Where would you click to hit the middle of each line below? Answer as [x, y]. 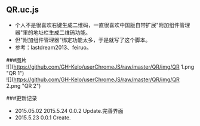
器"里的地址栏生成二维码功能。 [53, 32]
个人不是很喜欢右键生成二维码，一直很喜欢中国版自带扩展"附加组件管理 [102, 25]
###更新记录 [22, 98]
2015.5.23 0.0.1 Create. [43, 117]
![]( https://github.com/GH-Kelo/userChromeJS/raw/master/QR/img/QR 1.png [100, 67]
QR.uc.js [23, 10]
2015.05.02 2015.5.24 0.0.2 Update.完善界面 [69, 110]
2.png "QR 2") [24, 85]
